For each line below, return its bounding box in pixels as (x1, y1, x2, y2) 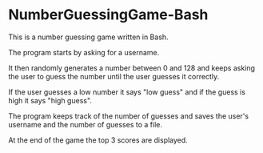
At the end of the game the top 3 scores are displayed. (8, 135, 188, 145)
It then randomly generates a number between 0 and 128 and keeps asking (8, 62, 256, 73)
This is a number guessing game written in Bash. (8, 32, 169, 42)
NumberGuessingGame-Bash (8, 6, 209, 24)
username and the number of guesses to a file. (8, 119, 162, 129)
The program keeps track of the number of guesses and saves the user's (8, 111, 249, 121)
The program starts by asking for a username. (8, 47, 160, 57)
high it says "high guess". (8, 95, 92, 105)
